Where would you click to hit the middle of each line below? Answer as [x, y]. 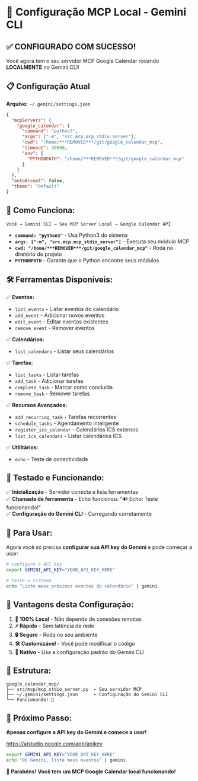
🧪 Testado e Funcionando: [55, 477]
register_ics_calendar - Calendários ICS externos [76, 429]
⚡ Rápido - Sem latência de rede [55, 626]
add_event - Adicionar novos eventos [60, 315]
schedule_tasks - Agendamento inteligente [67, 423]
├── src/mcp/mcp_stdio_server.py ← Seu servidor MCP [74, 690]
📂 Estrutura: [29, 670]
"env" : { [33, 153]
